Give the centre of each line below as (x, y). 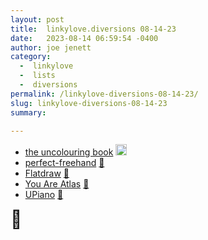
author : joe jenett (51, 47)
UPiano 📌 (44, 195)
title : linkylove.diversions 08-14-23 (93, 29)
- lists (37, 76)
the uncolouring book (69, 152)
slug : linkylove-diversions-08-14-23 (89, 103)
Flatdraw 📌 (47, 173)
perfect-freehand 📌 (64, 163)
